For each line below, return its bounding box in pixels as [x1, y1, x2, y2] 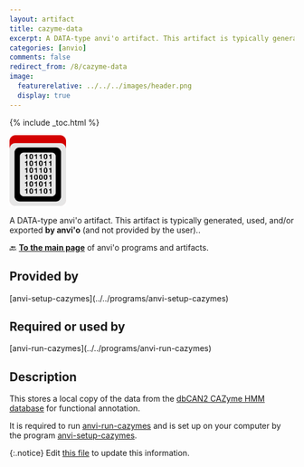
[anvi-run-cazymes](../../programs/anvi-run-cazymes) [9, 343, 213, 354]
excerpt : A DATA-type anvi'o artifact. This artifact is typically [9, 33, 270, 43]
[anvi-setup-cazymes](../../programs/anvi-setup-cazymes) [9, 292, 229, 303]
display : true [17, 91, 71, 100]
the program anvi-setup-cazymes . [9, 430, 138, 441]
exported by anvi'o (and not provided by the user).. [9, 224, 201, 235]
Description [9, 369, 77, 385]
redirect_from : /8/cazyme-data [9, 62, 128, 71]
